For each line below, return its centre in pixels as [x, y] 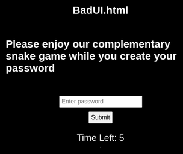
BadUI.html [101, 11]
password [30, 68]
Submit [101, 117]
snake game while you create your [91, 56]
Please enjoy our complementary [88, 44]
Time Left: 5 [101, 137]
